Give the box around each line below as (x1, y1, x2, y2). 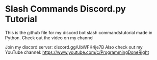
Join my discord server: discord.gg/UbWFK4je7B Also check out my (5, 44, 143, 50)
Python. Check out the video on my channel (5, 35, 94, 41)
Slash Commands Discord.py (5, 3, 126, 15)
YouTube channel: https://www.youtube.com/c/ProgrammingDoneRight (5, 49, 149, 55)
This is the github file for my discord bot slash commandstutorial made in (5, 30, 153, 35)
